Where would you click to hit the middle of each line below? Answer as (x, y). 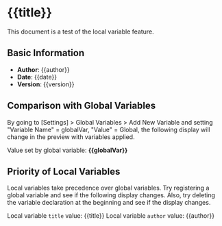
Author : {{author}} (43, 69)
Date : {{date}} (37, 77)
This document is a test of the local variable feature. (81, 32)
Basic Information (46, 53)
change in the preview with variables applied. (71, 137)
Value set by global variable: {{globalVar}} (67, 150)
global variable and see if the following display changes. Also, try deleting (111, 195)
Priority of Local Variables (64, 172)
